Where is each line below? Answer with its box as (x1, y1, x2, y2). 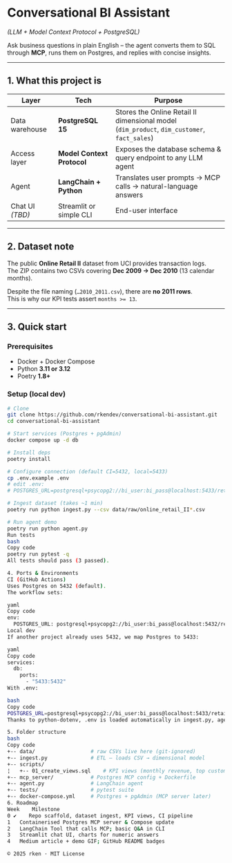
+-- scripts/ (7, 761, 45, 768)
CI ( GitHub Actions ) (7, 576, 67, 583)
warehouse (10, 124, 47, 134)
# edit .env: (7, 481, 45, 488)
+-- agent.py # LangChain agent (7, 780, 144, 787)
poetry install (7, 455, 51, 462)
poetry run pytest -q (7, 551, 70, 558)
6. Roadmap (7, 799, 39, 806)
